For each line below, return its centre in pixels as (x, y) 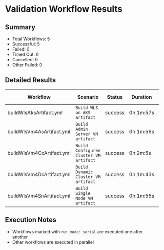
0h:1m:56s (142, 132)
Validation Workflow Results (64, 9)
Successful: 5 (26, 44)
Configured (88, 150)
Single (83, 193)
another (20, 237)
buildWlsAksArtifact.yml (35, 113)
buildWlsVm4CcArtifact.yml (39, 153)
